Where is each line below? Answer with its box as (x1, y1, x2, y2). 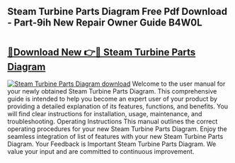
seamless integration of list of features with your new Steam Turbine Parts (7, 133, 224, 140)
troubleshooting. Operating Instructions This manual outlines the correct (7, 117, 218, 125)
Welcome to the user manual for (132, 79, 226, 88)
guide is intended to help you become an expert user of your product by (7, 95, 218, 103)
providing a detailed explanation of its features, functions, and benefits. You (7, 102, 229, 111)
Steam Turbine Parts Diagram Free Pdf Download (7, 6, 228, 18)
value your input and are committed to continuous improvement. (7, 147, 195, 155)
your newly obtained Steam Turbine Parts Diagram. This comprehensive (7, 87, 217, 95)
